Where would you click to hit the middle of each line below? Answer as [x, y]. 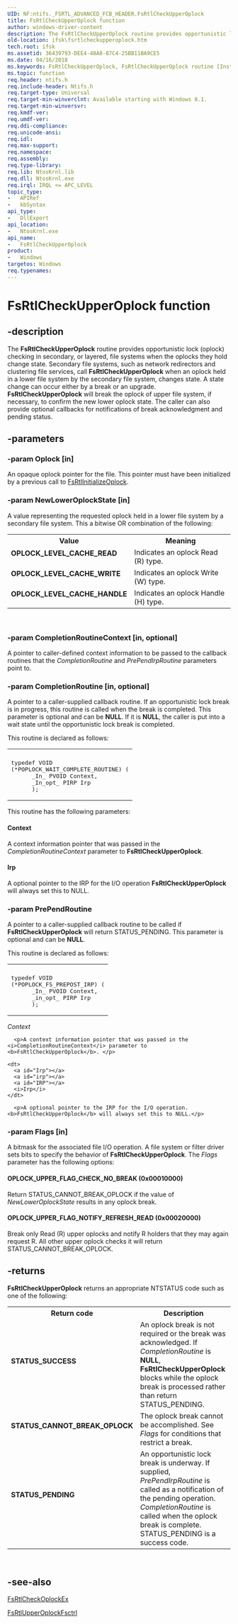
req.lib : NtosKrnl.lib [41, 172]
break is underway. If [175, 1463]
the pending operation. [178, 1498]
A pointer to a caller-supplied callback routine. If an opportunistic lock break [119, 702]
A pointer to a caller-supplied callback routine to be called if [95, 924]
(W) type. [150, 581]
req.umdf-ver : [28, 119]
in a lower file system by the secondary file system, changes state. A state [116, 379]
